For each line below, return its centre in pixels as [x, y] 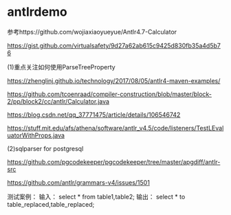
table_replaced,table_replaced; [51, 204]
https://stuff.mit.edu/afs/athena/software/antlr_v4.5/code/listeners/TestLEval [115, 128]
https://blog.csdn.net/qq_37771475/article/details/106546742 [94, 115]
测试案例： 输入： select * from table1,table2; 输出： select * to [96, 196]
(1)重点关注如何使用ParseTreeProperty [61, 67]
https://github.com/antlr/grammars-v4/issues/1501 [78, 182]
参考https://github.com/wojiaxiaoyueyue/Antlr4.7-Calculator [92, 32]
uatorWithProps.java [36, 135]
